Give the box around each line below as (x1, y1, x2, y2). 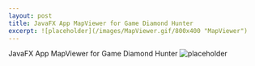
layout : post (8, 11, 53, 20)
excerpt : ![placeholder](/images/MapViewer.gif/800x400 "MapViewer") (8, 27, 249, 35)
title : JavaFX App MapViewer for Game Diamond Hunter (8, 19, 194, 27)
